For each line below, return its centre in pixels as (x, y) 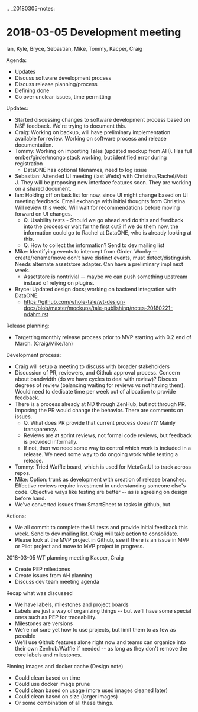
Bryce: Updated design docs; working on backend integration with (95, 289)
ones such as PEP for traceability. (56, 617)
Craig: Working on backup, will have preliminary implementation (92, 132)
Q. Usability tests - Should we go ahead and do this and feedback (103, 220)
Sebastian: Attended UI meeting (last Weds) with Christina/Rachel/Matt (101, 176)
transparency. (40, 429)
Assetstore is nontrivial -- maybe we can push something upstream (106, 277)
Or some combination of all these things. (64, 703)
